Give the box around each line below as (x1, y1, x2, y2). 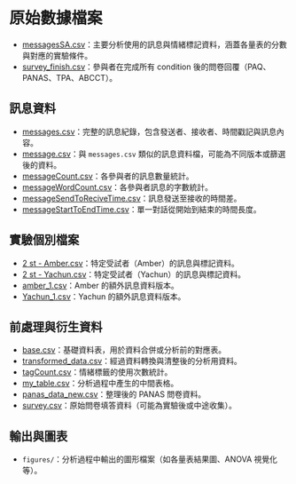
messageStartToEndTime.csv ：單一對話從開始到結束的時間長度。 (21, 203, 261, 214)
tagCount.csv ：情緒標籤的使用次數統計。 (21, 367, 173, 377)
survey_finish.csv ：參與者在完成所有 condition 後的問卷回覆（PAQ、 (21, 61, 271, 72)
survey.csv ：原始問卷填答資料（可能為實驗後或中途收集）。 (21, 401, 237, 411)
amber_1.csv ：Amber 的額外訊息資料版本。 (21, 280, 179, 290)
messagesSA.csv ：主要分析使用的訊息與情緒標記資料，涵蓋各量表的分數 (21, 39, 287, 50)
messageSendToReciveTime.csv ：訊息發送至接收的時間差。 (21, 193, 242, 203)
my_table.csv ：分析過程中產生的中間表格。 (21, 378, 179, 389)
